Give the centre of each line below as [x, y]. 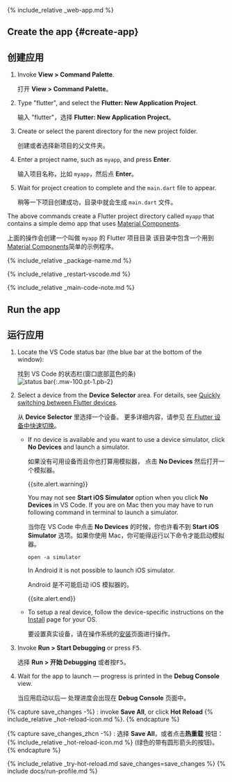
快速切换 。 [45, 426]
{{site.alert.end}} [52, 599]
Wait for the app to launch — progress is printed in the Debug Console [118, 676]
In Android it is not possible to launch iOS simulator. [101, 570]
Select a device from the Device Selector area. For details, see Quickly [119, 395]
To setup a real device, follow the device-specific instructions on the [126, 612]
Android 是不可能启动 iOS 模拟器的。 [80, 585]
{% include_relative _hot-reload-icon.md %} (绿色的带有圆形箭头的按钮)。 [113, 742]
